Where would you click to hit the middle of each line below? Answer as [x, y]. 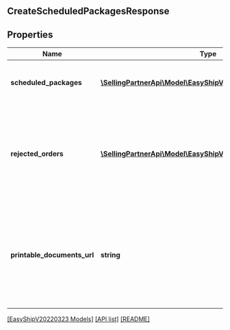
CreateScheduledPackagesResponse [88, 11]
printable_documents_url [52, 255]
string [111, 255]
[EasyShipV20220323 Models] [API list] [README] [79, 319]
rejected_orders [37, 154]
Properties [30, 35]
